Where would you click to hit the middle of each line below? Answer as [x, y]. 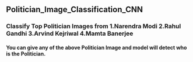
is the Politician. [26, 54]
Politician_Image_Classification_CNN [74, 10]
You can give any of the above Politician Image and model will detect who [96, 47]
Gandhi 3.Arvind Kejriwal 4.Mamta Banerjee [70, 33]
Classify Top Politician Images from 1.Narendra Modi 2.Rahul [94, 26]
